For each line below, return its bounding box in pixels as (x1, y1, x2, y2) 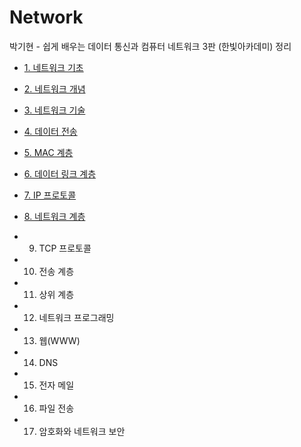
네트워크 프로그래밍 (38, 311, 115, 323)
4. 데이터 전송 (23, 125, 78, 137)
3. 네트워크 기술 (23, 104, 86, 116)
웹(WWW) (38, 334, 81, 346)
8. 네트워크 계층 (23, 210, 86, 222)
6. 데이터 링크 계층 (23, 167, 97, 180)
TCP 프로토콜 (38, 242, 92, 254)
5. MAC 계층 (23, 146, 74, 158)
